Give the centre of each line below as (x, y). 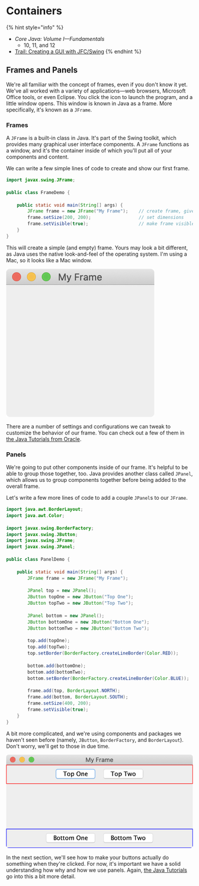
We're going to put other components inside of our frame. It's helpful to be (97, 468)
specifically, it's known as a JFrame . (49, 109)
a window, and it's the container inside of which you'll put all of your (89, 151)
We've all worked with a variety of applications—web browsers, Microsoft (96, 91)
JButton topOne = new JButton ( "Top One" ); (81, 597)
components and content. (38, 157)
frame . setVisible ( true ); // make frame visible (111, 224)
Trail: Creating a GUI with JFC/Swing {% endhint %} (78, 51)
